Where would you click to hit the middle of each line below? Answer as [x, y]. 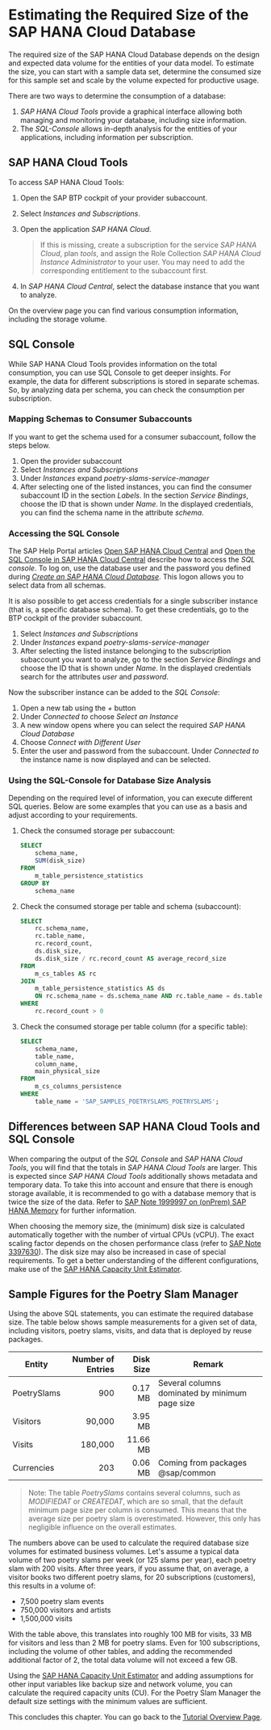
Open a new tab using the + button [78, 708]
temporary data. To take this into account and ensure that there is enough [131, 1185]
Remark [208, 1365]
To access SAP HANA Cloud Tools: [67, 182]
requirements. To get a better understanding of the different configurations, [134, 1260]
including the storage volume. [58, 319]
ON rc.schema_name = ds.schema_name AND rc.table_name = [133, 996]
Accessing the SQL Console [64, 533]
